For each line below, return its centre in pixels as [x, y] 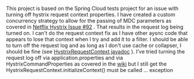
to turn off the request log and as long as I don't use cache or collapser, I [94, 45]
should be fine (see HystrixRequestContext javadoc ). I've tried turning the [96, 51]
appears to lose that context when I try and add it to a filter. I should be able [97, 39]
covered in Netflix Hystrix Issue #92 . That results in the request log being [95, 27]
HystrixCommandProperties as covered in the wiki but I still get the [86, 64]
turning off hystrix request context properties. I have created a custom [91, 15]
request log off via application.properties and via [65, 58]
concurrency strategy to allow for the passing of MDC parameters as [89, 21]
